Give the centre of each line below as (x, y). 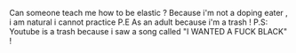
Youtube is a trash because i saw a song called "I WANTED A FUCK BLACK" (148, 31)
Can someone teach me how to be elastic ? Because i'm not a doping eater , (149, 13)
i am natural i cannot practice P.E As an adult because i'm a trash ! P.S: (139, 22)
